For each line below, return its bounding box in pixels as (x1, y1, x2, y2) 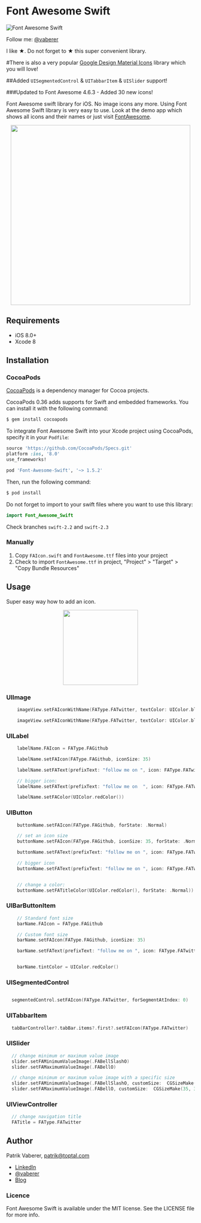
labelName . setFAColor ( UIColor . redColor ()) (17, 794, 124, 801)
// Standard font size (17, 915, 74, 921)
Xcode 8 (14, 338, 36, 345)
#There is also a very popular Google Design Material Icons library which (6, 59, 186, 66)
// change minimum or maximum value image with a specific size (11, 1075, 175, 1081)
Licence (6, 1191, 30, 1200)
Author (6, 1136, 33, 1146)
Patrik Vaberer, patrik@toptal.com (6, 1152, 90, 1159)
